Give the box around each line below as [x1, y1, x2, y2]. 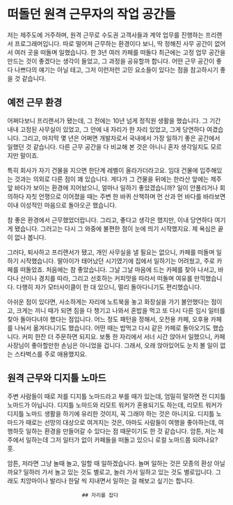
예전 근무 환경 [7, 97, 63, 109]
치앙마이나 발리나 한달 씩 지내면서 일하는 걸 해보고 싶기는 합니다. [19, 476, 195, 485]
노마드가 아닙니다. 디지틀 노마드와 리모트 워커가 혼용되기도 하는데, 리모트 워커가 [7, 401, 223, 409]
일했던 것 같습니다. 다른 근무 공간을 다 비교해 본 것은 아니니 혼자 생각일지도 [7, 142, 209, 150]
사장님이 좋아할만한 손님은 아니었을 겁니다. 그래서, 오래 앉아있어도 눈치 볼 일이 [7, 341, 219, 349]
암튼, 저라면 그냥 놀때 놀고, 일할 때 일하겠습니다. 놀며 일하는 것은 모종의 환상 [7, 459, 213, 467]
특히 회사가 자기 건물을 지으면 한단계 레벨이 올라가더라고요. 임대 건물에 [7, 166, 198, 174]
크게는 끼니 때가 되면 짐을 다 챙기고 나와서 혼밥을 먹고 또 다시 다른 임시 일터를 [16, 306, 226, 314]
